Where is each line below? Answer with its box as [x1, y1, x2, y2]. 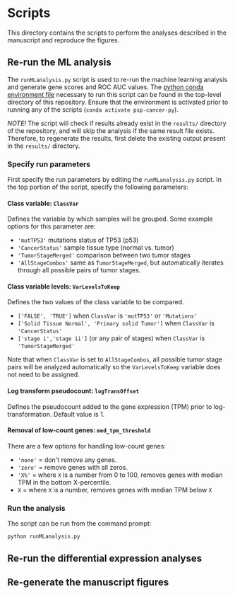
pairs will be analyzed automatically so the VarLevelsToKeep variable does [7, 363, 221, 371]
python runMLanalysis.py [7, 533, 80, 541]
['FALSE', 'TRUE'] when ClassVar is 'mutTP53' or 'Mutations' [17, 311, 198, 320]
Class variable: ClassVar [7, 199, 79, 207]
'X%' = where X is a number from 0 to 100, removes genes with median [17, 470, 223, 479]
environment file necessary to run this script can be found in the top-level [7, 90, 222, 98]
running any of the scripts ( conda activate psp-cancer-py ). [7, 105, 179, 114]
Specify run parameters [7, 159, 90, 169]
